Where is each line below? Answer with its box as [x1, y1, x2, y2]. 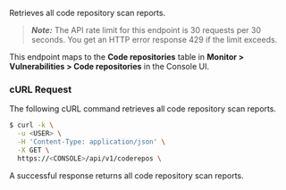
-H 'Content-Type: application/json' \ [17, 137, 166, 146]
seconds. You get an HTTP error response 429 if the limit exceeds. [30, 35, 278, 45]
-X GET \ [17, 145, 50, 154]
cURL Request [9, 83, 72, 95]
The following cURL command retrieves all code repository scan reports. [9, 103, 277, 114]
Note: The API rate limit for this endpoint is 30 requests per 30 [30, 25, 262, 35]
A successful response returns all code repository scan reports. [9, 169, 244, 181]
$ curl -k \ [9, 120, 54, 130]
